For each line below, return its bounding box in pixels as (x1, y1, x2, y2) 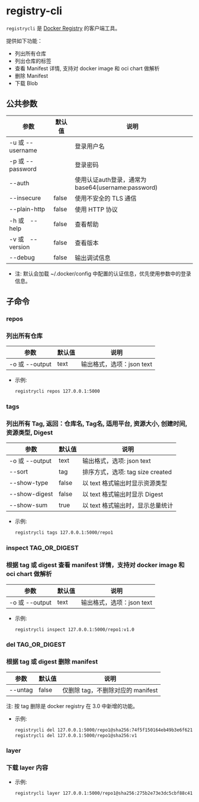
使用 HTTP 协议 (75, 205, 118, 214)
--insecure (9, 193, 41, 202)
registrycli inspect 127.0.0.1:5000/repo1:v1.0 (14, 626, 134, 632)
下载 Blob (14, 79, 38, 87)
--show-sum (9, 501, 48, 509)
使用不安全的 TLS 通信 (75, 194, 137, 202)
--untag (9, 685, 33, 694)
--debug (9, 253, 35, 261)
